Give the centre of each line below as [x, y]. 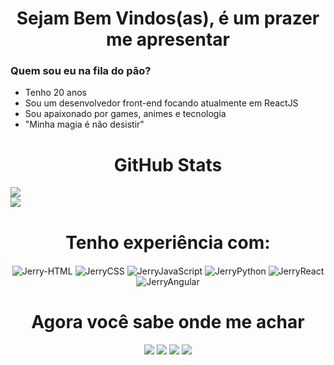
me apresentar [167, 39]
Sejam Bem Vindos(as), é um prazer [168, 18]
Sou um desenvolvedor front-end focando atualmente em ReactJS [161, 103]
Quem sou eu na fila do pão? [81, 71]
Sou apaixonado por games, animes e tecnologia [125, 114]
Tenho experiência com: [168, 242]
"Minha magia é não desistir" [84, 124]
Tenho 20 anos [56, 93]
